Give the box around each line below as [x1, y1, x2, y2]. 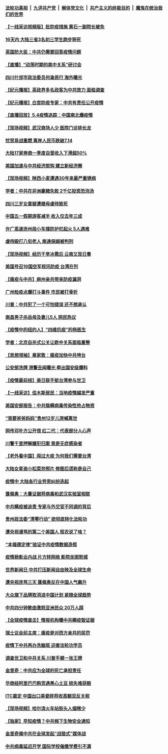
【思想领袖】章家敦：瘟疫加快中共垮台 [5, 352, 86, 358]
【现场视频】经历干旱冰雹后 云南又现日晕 [5, 250, 92, 257]
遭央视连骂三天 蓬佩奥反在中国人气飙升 [5, 579, 87, 585]
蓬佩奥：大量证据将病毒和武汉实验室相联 [5, 491, 90, 497]
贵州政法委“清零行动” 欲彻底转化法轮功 [5, 516, 88, 522]
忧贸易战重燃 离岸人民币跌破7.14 [5, 137, 73, 143]
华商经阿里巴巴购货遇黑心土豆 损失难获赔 [5, 680, 92, 686]
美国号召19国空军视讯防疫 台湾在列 [5, 263, 78, 270]
